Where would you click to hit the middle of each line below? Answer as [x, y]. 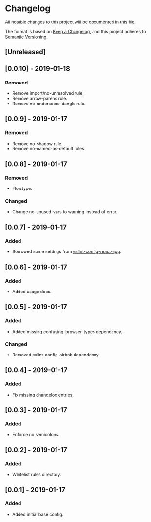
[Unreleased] [26, 52]
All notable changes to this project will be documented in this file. [71, 22]
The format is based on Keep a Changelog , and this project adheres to [75, 31]
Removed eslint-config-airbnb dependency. [56, 355]
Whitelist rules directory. [37, 475]
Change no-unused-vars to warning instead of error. [65, 212]
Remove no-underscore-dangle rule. [49, 104]
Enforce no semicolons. [36, 435]
